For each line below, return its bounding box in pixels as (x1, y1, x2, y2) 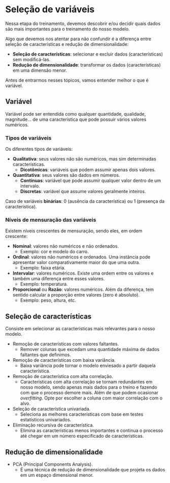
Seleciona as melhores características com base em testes (20, 411, 144, 417)
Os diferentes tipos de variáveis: (5, 146, 73, 152)
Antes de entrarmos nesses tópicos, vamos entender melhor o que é (5, 77, 149, 83)
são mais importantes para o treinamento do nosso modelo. (5, 25, 130, 32)
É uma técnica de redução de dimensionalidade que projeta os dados (20, 466, 165, 472)
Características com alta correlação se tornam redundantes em (20, 379, 153, 385)
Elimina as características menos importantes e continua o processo (20, 427, 163, 434)
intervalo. (20, 183, 40, 189)
